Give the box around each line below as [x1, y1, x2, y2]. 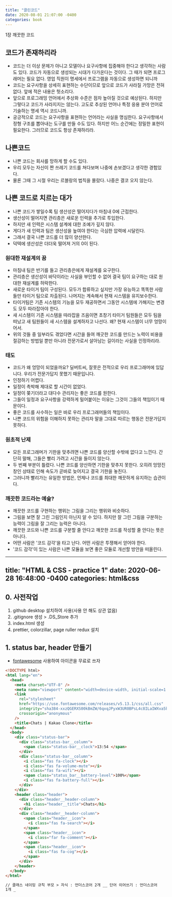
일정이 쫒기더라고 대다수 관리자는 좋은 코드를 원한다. [12, 390, 117, 396]
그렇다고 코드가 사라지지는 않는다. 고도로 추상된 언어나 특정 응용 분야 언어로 [12, 101, 163, 108]
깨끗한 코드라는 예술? [5, 495, 55, 502]
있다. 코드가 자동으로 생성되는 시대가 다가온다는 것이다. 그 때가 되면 [18, 69, 152, 75]
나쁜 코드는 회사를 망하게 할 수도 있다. [12, 158, 88, 164]
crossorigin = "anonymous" [18, 711, 72, 716]
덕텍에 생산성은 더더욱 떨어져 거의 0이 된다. [12, 240, 99, 246]
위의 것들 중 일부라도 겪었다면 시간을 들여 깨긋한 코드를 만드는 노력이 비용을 [12, 331, 163, 338]
